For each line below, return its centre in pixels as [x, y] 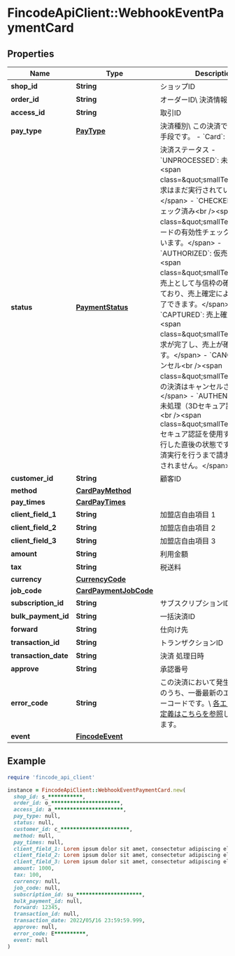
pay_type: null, [37, 816]
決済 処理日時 [182, 656]
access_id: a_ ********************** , [70, 810]
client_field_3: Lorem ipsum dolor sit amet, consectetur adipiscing [117, 862]
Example [27, 761]
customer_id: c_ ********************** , [73, 829]
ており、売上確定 [188, 294]
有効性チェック [206, 232]
